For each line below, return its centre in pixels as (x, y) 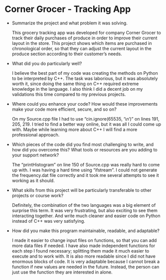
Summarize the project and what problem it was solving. (70, 23)
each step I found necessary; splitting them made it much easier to (81, 251)
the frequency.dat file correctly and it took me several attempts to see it (85, 175)
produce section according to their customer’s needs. (67, 54)
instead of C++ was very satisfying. (48, 221)
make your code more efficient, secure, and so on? (64, 109)
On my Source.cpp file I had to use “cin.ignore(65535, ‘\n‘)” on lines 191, (86, 119)
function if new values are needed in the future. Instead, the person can (85, 267)
